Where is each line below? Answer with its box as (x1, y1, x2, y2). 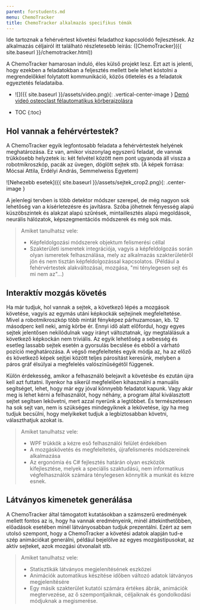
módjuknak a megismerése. (29, 597, 98, 604)
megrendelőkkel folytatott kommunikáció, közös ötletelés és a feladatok (6, 73, 183, 80)
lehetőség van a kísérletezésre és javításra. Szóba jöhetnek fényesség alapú (6, 203, 194, 210)
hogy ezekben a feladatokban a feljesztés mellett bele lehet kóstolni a (6, 67, 177, 74)
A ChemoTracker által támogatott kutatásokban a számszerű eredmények (6, 510, 187, 518)
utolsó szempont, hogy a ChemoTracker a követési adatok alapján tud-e (6, 530, 183, 537)
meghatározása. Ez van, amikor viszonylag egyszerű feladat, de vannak (6, 148, 183, 156)
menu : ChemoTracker (6, 14, 55, 20)
